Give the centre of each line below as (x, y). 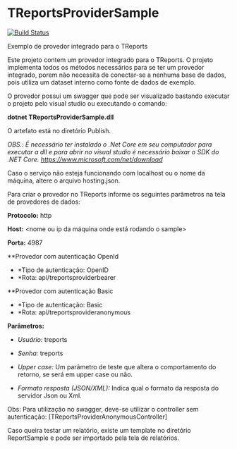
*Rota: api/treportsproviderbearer (67, 277)
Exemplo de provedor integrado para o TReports (78, 46)
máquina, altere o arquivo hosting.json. (64, 180)
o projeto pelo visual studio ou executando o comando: (87, 103)
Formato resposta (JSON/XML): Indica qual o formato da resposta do (118, 388)
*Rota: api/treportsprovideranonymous (74, 312)
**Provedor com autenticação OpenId (63, 256)
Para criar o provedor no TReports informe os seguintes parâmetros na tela (116, 194)
